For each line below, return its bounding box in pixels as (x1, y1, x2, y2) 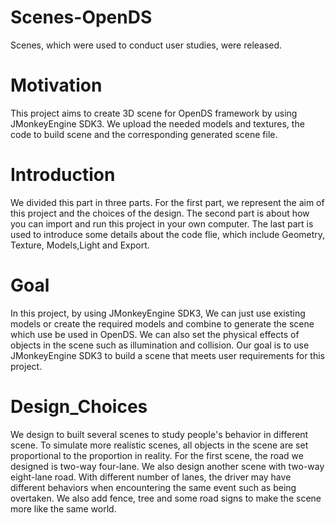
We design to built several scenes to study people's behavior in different (10, 428, 309, 440)
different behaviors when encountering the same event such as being (10, 481, 297, 493)
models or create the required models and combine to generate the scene (10, 317, 315, 330)
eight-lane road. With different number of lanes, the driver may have (10, 471, 292, 483)
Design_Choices (10, 395, 148, 418)
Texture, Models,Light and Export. (10, 239, 150, 251)
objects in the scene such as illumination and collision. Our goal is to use (10, 339, 310, 351)
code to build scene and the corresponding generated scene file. (10, 128, 278, 140)
